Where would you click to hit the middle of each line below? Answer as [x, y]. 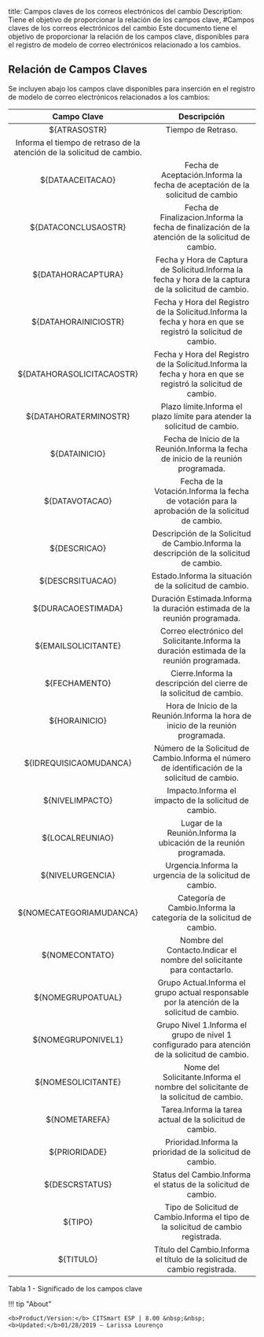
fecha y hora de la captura [202, 279]
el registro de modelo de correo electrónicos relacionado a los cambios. [125, 45]
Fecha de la [202, 481]
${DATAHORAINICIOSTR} [78, 321]
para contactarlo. [202, 970]
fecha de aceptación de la [202, 184]
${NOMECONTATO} [78, 955]
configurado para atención [202, 1045]
